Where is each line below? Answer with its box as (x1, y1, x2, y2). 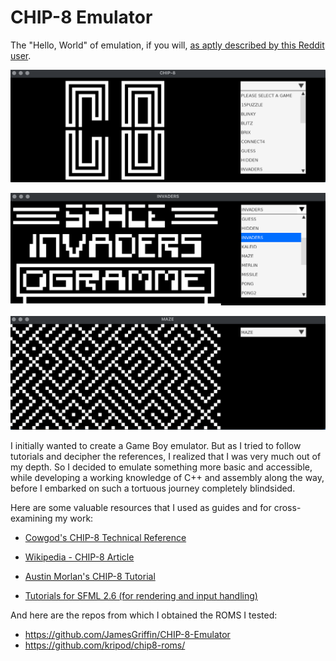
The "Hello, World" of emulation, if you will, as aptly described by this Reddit (10, 39, 325, 51)
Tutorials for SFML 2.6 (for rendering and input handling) (24, 590, 258, 601)
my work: (54, 512, 94, 524)
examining (10, 512, 53, 524)
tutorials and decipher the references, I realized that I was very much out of (10, 451, 322, 462)
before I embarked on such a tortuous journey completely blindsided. (10, 482, 296, 494)
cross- (273, 502, 302, 513)
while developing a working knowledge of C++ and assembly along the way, (10, 472, 325, 483)
